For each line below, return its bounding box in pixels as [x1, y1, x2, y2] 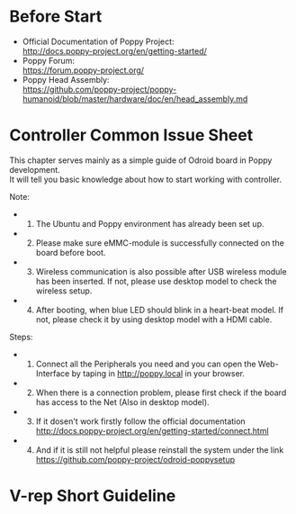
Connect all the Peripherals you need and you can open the [35, 358, 256, 369]
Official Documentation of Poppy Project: [22, 36, 175, 47]
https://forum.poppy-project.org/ [22, 65, 145, 76]
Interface [35, 367, 70, 379]
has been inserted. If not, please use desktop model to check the [35, 275, 277, 286]
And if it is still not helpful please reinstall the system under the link [35, 444, 284, 455]
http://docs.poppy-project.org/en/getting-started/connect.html [35, 425, 269, 436]
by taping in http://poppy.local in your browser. [71, 367, 246, 379]
